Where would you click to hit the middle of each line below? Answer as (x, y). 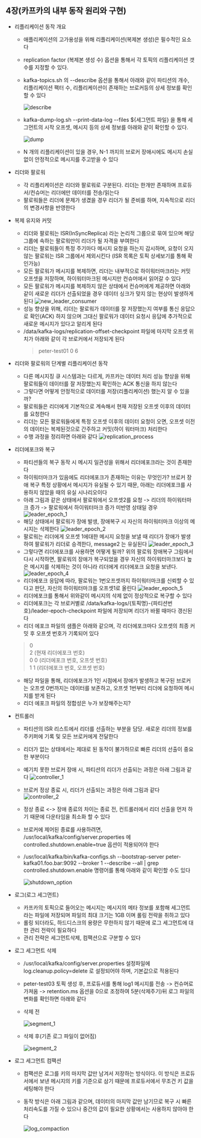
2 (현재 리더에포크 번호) (57, 652)
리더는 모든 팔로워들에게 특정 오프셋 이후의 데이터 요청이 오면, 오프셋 (104, 421)
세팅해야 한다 (39, 1089)
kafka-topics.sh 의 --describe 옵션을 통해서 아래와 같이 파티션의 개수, (107, 80)
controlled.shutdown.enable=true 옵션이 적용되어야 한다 (91, 844)
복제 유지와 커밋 (33, 220)
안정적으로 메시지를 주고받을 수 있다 (76, 159)
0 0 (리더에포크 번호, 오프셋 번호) (68, 660)
